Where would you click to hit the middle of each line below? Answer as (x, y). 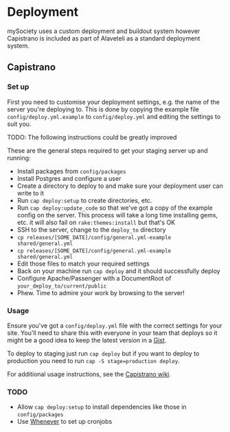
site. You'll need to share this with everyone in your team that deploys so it (112, 333)
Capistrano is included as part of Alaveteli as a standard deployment (104, 38)
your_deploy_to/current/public (62, 286)
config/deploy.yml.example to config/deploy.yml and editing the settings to (114, 116)
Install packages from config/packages (71, 171)
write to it (31, 193)
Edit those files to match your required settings (83, 263)
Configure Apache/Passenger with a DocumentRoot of (94, 278)
